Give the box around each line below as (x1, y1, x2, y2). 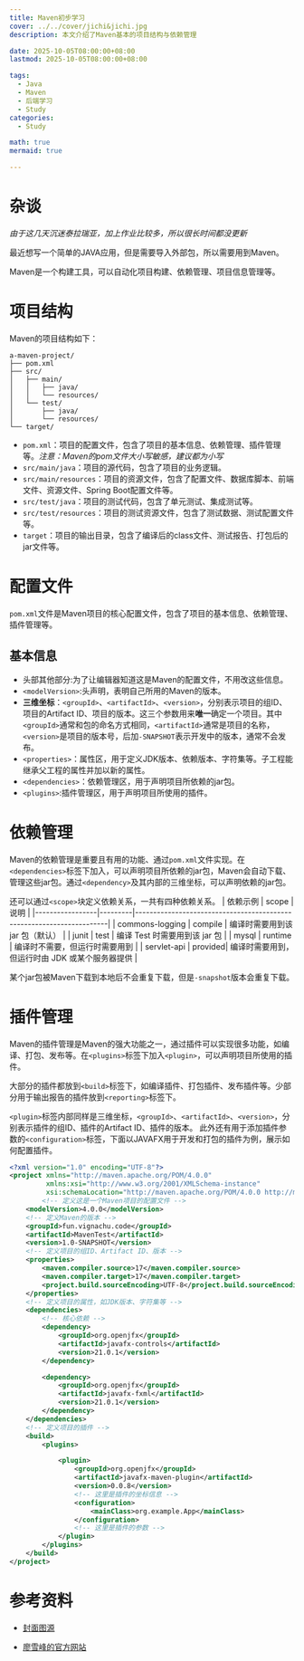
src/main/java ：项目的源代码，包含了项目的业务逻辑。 (22, 462, 226, 473)
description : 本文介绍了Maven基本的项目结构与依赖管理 (9, 30, 197, 39)
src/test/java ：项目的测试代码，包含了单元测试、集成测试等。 (22, 495, 258, 507)
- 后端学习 (17, 96, 53, 105)
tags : (9, 72, 30, 81)
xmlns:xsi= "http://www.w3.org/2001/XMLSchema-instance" (45, 1179, 261, 1188)
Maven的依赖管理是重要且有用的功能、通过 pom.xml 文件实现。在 (9, 854, 246, 864)
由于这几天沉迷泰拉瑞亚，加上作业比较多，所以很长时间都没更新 (9, 227, 247, 238)
